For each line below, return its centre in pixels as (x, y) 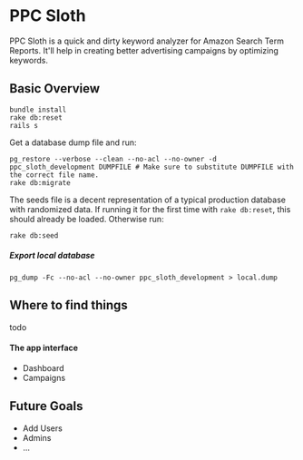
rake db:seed (34, 235)
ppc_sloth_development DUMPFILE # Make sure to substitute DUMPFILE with (152, 167)
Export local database (52, 256)
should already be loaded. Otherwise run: (87, 219)
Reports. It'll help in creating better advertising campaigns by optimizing (144, 50)
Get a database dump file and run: (73, 142)
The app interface (44, 348)
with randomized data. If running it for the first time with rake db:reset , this (150, 209)
